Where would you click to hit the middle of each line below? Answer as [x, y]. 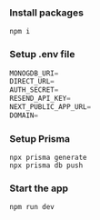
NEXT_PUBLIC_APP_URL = [50, 107]
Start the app [39, 188]
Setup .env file [42, 55]
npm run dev [32, 207]
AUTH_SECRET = [34, 90]
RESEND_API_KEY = [40, 99]
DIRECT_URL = [32, 82]
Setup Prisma [40, 138]
